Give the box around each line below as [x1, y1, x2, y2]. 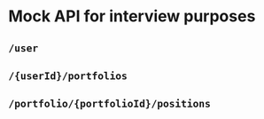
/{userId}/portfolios [8, 69, 128, 82]
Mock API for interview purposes [8, 6, 256, 27]
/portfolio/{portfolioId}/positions [8, 98, 212, 110]
